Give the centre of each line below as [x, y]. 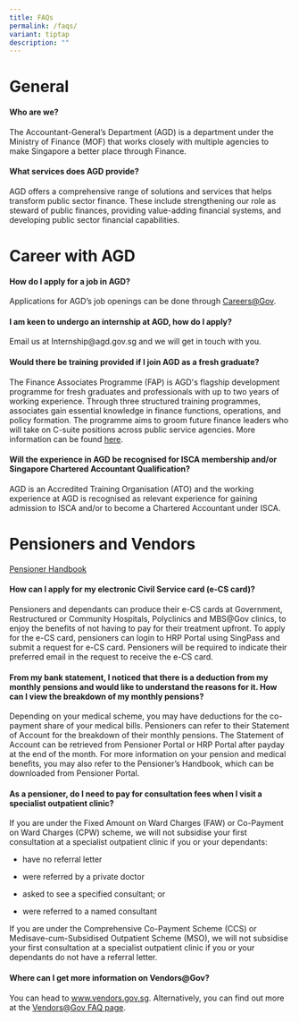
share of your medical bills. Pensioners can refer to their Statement [166, 726]
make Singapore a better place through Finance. [98, 151]
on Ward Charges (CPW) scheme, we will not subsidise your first [128, 832]
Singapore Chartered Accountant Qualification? [100, 469]
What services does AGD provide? [75, 172]
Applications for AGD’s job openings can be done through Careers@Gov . [143, 302]
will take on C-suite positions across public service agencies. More [133, 430]
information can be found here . [66, 439]
